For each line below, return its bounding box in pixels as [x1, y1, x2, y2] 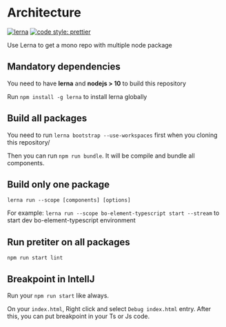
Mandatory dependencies [7, 61, 121, 73]
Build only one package [7, 178, 110, 190]
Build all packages [7, 112, 88, 125]
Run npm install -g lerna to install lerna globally [7, 92, 147, 101]
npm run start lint [7, 255, 63, 262]
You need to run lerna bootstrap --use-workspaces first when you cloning [7, 131, 218, 139]
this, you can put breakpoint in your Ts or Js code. [7, 312, 150, 320]
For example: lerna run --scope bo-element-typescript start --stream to [7, 209, 220, 218]
